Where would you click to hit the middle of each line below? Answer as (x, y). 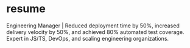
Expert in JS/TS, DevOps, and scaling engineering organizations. (88, 38)
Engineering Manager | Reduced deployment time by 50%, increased (93, 26)
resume (26, 9)
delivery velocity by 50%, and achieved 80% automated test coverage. (95, 32)
